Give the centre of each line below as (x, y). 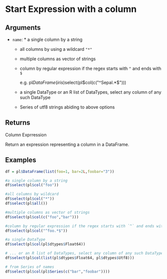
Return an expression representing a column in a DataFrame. (67, 144)
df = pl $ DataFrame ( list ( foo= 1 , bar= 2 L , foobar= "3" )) (60, 171)
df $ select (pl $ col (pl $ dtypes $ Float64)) (45, 244)
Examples (21, 160)
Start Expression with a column (71, 9)
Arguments (23, 28)
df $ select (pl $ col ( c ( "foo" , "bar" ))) (42, 217)
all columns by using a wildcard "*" (56, 49)
